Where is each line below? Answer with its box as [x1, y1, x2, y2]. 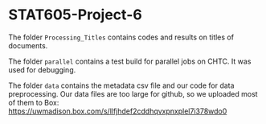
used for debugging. [8, 64, 76, 74]
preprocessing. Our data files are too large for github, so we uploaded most [8, 89, 259, 98]
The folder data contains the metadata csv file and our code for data [8, 81, 235, 90]
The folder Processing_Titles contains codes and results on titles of [8, 32, 235, 42]
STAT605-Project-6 [8, 6, 142, 24]
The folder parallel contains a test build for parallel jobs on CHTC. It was [8, 56, 252, 66]
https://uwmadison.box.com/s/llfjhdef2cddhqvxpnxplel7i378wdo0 [8, 106, 227, 116]
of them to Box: [8, 97, 59, 107]
